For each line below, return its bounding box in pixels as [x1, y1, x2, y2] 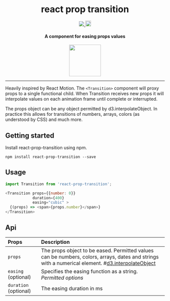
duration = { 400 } [32, 195, 65, 200]
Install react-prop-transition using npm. [5, 144, 87, 150]
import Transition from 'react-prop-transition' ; [5, 181, 112, 187]
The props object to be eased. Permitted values [41, 247, 154, 254]
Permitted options [41, 274, 83, 281]
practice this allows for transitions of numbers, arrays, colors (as [5, 111, 140, 117]
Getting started [5, 131, 55, 140]
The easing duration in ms [41, 285, 103, 292]
